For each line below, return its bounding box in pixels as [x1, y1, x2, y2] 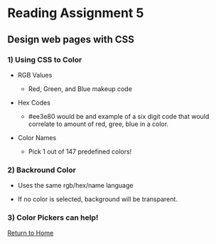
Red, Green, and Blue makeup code [28, 84, 133, 93]
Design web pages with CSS [7, 33, 135, 46]
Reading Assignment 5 [7, 5, 144, 21]
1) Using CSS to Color [7, 55, 82, 65]
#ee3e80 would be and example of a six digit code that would [28, 112, 210, 120]
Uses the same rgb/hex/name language [17, 181, 134, 190]
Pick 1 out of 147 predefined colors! [28, 147, 132, 156]
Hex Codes [17, 98, 51, 107]
